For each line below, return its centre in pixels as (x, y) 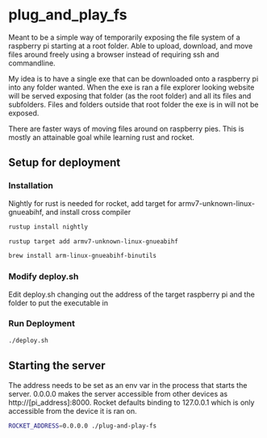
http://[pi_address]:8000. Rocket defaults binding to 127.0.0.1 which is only (131, 402)
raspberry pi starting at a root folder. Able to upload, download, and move (131, 45)
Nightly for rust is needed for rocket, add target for (93, 203)
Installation (31, 186)
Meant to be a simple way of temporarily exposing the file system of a (124, 37)
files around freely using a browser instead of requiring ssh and (114, 54)
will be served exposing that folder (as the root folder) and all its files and (130, 95)
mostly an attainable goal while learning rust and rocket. (102, 137)
